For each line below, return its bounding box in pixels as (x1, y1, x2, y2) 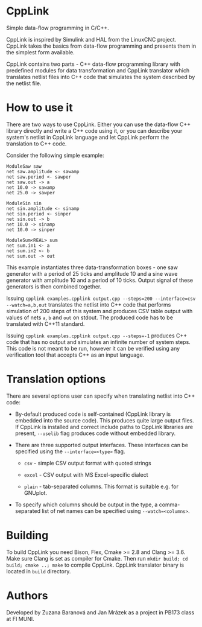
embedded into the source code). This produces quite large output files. (14, 416, 194, 424)
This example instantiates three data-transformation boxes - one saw (6, 264, 178, 271)
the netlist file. (6, 80, 42, 87)
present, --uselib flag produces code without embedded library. (14, 430, 176, 437)
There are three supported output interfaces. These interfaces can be (14, 441, 189, 448)
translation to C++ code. (6, 140, 67, 147)
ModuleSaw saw (6, 163, 42, 170)
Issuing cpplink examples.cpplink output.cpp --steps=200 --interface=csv (6, 294, 196, 302)
